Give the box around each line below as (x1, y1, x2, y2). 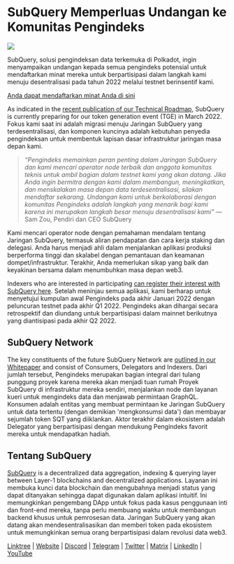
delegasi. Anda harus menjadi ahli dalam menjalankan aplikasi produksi (7, 243, 212, 252)
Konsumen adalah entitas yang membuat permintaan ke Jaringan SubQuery (7, 400, 226, 408)
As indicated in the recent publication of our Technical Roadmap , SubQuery (7, 104, 225, 113)
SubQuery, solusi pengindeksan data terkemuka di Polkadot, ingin (7, 55, 197, 64)
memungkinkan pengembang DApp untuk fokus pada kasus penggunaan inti (7, 498, 228, 507)
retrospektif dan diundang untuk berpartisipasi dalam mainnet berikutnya (7, 309, 218, 317)
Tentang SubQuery (7, 450, 92, 462)
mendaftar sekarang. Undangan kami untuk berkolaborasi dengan (24, 192, 217, 201)
